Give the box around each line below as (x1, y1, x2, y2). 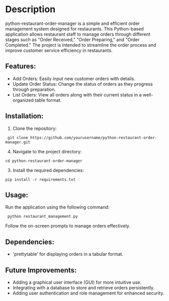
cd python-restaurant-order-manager (5, 158, 82, 163)
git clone (7, 135, 28, 140)
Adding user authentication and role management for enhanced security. (12, 290, 164, 296)
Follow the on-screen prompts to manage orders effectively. (5, 223, 131, 229)
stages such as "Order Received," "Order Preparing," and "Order (5, 37, 140, 43)
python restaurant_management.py (7, 214, 78, 219)
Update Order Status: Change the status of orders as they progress (12, 81, 153, 87)
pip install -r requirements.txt (5, 177, 76, 182)
